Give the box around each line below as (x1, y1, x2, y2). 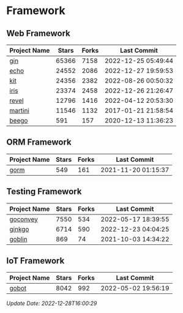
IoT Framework (6, 255, 65, 266)
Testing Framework (6, 186, 82, 197)
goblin (9, 235, 28, 243)
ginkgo (9, 225, 29, 233)
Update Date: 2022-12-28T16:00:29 (6, 300, 97, 307)
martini (9, 107, 29, 115)
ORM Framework (6, 137, 72, 148)
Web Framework (6, 28, 70, 39)
